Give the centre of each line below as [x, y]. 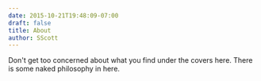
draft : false [30, 23]
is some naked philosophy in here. [64, 69]
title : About [30, 30]
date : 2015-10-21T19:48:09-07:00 [63, 15]
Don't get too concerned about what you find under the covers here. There [130, 60]
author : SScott [33, 38]
